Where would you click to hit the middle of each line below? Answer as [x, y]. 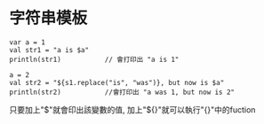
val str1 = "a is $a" [49, 50]
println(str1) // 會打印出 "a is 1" [94, 59]
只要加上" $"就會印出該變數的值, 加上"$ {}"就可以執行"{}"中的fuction [132, 109]
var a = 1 [28, 42]
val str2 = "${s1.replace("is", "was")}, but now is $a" [117, 82]
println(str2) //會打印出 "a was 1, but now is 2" [122, 92]
